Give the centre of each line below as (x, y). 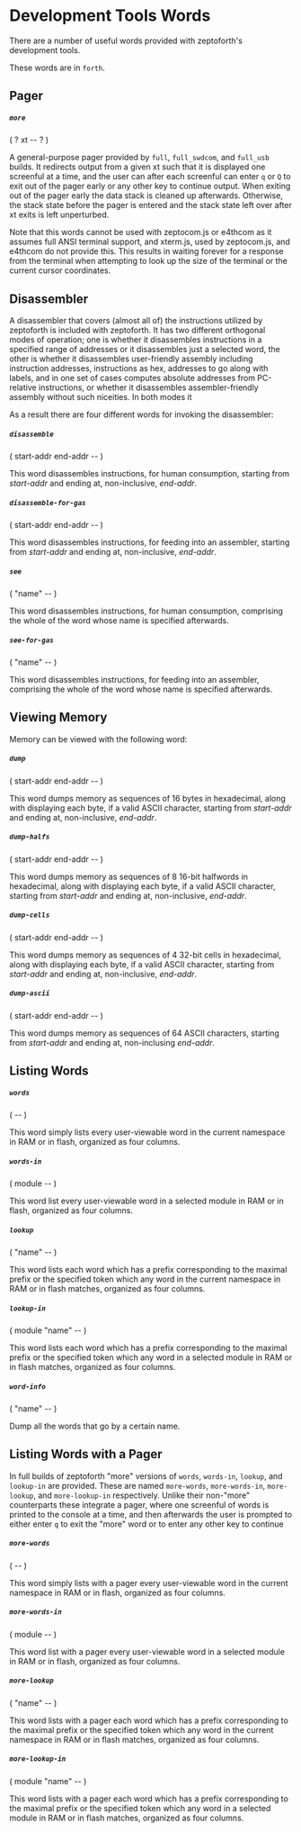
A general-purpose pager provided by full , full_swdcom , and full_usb (139, 158)
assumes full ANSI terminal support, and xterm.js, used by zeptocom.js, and (150, 242)
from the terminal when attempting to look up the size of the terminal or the (148, 261)
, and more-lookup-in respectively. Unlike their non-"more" (142, 1495)
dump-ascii (30, 993)
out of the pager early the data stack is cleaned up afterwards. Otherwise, (146, 195)
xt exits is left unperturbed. (59, 215)
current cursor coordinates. (60, 270)
